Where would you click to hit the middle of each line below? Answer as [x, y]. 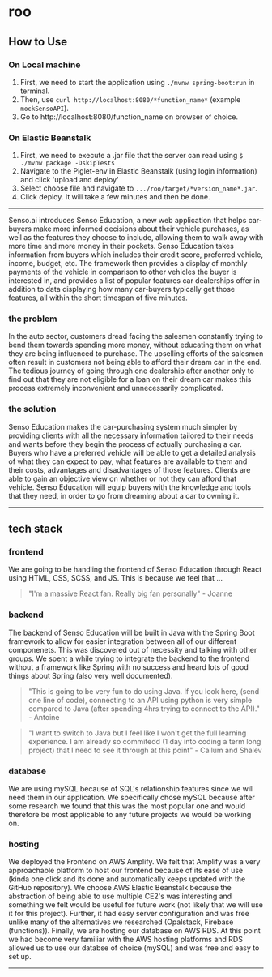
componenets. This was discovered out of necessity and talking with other [133, 649]
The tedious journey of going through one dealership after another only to [132, 371]
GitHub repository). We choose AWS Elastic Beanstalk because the [120, 888]
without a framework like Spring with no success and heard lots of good [128, 666]
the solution [32, 409]
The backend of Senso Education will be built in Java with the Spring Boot [132, 632]
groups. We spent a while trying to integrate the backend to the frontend [129, 658]
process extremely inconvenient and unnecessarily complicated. [116, 388]
